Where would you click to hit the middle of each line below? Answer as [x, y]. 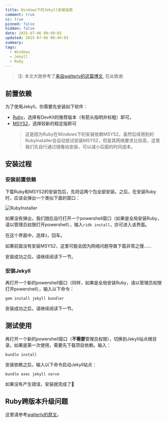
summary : [14, 43]
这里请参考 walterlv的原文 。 [33, 414]
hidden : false [20, 29]
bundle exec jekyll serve [32, 374]
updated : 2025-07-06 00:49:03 [37, 38]
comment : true [20, 15]
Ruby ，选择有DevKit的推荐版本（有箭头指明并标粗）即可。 [73, 117]
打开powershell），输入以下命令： [40, 289]
